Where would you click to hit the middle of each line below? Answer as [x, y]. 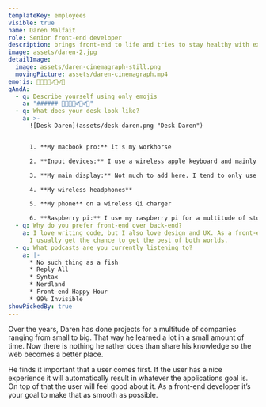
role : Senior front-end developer [65, 38]
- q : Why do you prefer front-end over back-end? [99, 226]
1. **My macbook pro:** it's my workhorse [100, 147]
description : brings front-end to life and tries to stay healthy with [129, 45]
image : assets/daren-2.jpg [53, 52]
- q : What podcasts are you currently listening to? [104, 247]
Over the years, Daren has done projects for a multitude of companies [122, 329]
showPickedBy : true [40, 306]
